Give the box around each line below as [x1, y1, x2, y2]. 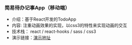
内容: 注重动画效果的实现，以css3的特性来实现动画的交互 [11, 22, 128, 28]
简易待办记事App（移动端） [4, 4, 70, 11]
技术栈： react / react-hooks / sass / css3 [11, 28, 96, 35]
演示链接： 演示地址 [11, 35, 51, 41]
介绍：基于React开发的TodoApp [11, 16, 77, 22]
